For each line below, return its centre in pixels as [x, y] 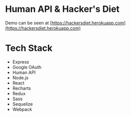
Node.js [20, 77]
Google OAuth [27, 67]
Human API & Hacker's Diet [62, 9]
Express [21, 62]
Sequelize [23, 104]
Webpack [22, 109]
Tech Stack [29, 48]
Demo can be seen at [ [29, 23]
